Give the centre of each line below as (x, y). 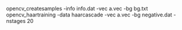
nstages (16, 21)
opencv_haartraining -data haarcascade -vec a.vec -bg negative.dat (89, 15)
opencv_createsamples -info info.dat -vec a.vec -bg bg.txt (77, 9)
